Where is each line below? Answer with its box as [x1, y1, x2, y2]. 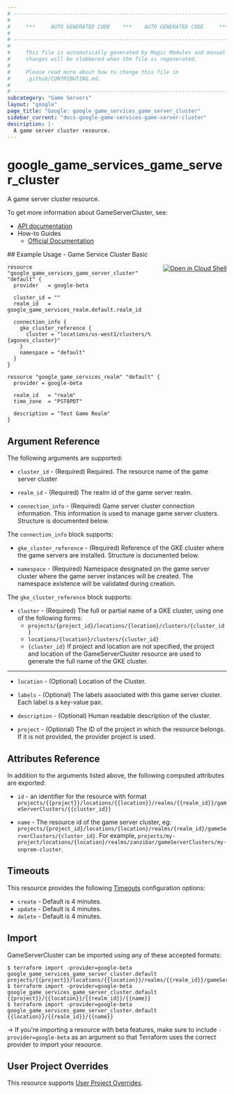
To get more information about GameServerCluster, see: [7, 209, 169, 217]
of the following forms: [17, 614, 83, 622]
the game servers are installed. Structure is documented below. [17, 551, 200, 560]
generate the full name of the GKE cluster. [27, 657, 148, 666]
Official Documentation [27, 237, 94, 245]
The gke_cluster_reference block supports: [7, 593, 132, 601]
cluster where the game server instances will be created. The [17, 572, 194, 580]
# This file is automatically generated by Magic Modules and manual [7, 50, 226, 57]
